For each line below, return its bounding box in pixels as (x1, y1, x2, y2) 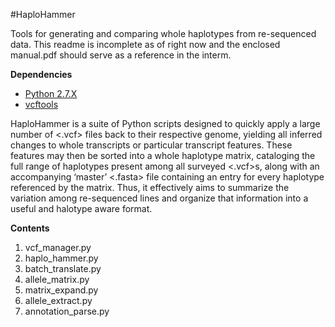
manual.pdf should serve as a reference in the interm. (10, 49, 232, 61)
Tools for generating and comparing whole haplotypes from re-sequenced (10, 28, 317, 39)
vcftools (24, 99, 59, 110)
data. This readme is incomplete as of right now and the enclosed (10, 39, 281, 50)
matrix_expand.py (24, 284, 99, 296)
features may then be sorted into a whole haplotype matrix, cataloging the (10, 150, 316, 161)
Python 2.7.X (24, 88, 78, 99)
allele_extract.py (24, 295, 93, 306)
